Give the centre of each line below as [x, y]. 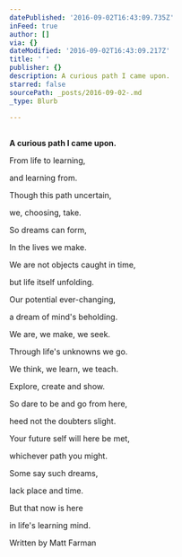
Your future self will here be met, [69, 438]
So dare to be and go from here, [69, 404]
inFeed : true [34, 26]
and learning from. [43, 178]
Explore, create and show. [57, 386]
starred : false [38, 84]
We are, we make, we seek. [60, 334]
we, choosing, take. [46, 213]
